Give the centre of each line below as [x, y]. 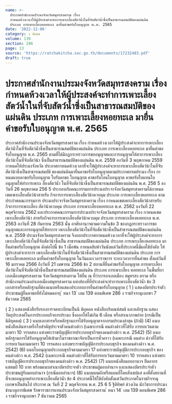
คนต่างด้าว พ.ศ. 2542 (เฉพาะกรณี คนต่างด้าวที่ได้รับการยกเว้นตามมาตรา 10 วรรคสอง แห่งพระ [85, 356]
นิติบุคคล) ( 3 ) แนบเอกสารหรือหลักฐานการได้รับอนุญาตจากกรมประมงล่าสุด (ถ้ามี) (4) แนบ [83, 321]
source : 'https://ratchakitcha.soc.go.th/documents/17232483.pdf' [78, 53]
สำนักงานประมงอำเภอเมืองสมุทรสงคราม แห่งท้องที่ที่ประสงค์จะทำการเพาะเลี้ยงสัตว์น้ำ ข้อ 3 [80, 282]
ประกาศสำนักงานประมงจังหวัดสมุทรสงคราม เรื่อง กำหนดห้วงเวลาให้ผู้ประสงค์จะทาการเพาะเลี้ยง [84, 143]
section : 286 [19, 44]
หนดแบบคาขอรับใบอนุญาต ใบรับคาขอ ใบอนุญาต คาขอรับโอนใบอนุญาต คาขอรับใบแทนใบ [80, 177]
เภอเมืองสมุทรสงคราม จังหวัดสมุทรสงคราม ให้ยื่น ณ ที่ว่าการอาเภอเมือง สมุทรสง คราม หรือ [81, 276]
